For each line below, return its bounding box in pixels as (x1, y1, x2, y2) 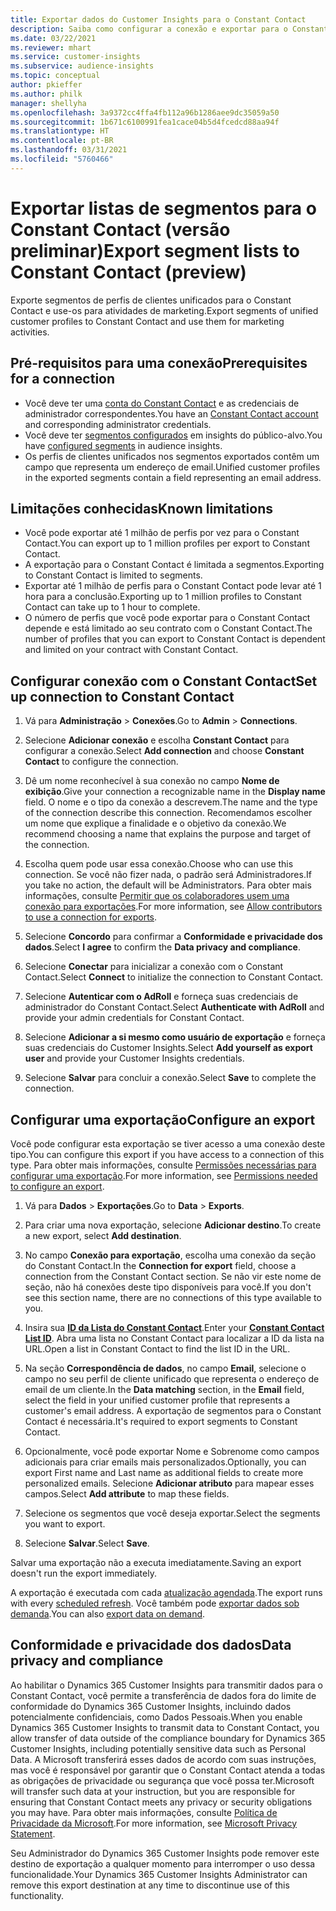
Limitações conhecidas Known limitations (10, 500, 274, 517)
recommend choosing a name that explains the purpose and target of (24, 828, 312, 840)
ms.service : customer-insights (10, 52, 141, 62)
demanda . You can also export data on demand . (10, 1607, 206, 1620)
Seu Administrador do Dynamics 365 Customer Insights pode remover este (10, 1847, 320, 1859)
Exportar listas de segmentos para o (10, 197, 317, 220)
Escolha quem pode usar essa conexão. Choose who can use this (24, 858, 294, 870)
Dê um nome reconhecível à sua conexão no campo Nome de (24, 775, 280, 787)
